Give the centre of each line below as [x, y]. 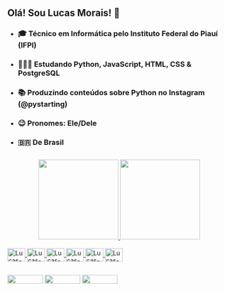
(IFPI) [27, 45]
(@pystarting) [43, 104]
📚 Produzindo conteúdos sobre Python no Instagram [111, 93]
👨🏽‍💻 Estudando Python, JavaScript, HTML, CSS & [104, 65]
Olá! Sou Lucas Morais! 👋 [64, 13]
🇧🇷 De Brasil [40, 142]
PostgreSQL [39, 73]
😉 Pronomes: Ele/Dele [57, 123]
